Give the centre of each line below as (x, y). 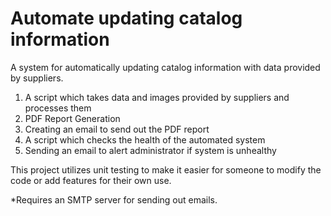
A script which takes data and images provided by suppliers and (157, 97)
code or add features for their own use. (91, 180)
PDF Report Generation (72, 118)
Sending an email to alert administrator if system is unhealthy (150, 150)
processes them (58, 108)
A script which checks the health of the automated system (145, 139)
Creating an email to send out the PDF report (117, 129)
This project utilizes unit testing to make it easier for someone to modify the (166, 169)
